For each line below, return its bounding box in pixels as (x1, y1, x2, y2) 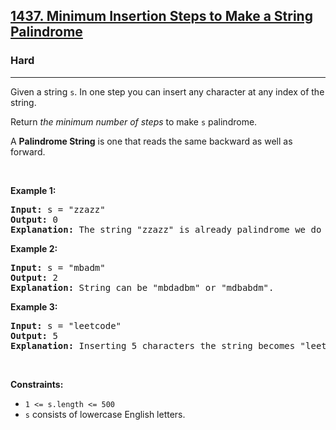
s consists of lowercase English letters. (24, 408, 186, 420)
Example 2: (10, 242, 58, 254)
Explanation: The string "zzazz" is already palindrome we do (10, 224, 322, 235)
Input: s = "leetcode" (10, 320, 122, 331)
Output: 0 (10, 214, 58, 225)
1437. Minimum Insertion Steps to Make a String (10, 8, 313, 25)
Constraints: (10, 378, 64, 390)
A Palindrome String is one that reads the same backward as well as (10, 135, 293, 147)
